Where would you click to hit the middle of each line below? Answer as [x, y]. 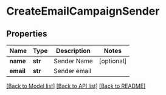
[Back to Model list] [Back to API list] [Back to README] [76, 86]
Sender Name [73, 61]
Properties [27, 34]
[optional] [113, 61]
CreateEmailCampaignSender [83, 11]
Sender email [73, 71]
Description [73, 51]
